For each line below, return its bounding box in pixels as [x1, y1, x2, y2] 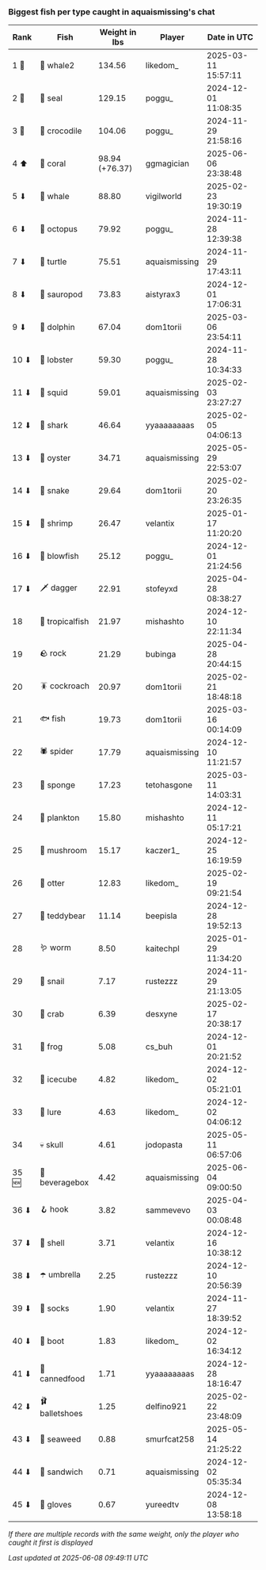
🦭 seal [39, 93, 63, 104]
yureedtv [145, 1499, 180, 1511]
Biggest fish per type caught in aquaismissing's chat [8, 6, 215, 17]
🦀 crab [39, 1009, 65, 1020]
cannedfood [39, 1373, 85, 1384]
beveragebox [39, 1177, 89, 1188]
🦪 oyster [39, 453, 71, 464]
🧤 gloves [39, 1499, 72, 1511]
